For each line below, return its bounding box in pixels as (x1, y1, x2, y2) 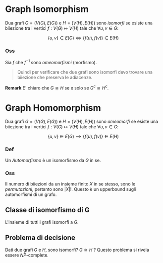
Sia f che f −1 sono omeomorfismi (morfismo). (5, 59, 97, 65)
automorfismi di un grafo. (5, 191, 57, 197)
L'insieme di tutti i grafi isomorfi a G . (5, 219, 79, 225)
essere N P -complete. (5, 252, 49, 258)
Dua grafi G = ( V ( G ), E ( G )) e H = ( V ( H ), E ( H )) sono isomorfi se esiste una (5, 20, 153, 26)
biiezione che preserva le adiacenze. (17, 74, 93, 80)
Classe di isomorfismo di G (5, 206, 90, 214)
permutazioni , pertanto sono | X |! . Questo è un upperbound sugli (5, 186, 136, 192)
